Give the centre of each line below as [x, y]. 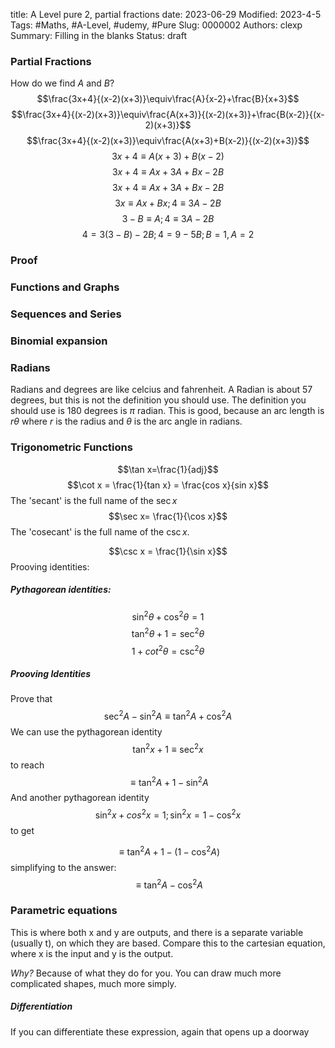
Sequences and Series [66, 314]
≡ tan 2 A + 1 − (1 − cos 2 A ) [169, 851]
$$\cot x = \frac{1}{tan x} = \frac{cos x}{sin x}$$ [168, 485]
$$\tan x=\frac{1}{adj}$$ [168, 469]
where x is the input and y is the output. [92, 953]
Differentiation [41, 1006]
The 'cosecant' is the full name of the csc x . [100, 531]
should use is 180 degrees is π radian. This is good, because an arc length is [167, 411]
